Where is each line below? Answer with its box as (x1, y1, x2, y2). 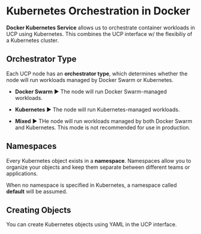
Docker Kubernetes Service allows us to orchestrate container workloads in (6, 24, 195, 31)
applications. (6, 169, 38, 177)
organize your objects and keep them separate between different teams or (6, 163, 190, 171)
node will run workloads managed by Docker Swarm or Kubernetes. (6, 76, 174, 83)
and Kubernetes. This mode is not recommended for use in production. (14, 124, 191, 131)
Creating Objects (6, 205, 71, 215)
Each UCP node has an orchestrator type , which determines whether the (6, 70, 188, 77)
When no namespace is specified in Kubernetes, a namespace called (6, 181, 177, 189)
